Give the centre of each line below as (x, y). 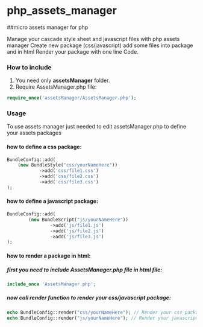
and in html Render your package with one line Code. (73, 51)
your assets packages (34, 133)
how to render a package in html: (49, 256)
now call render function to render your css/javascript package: (89, 298)
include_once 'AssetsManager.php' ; (52, 284)
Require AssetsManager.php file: (56, 87)
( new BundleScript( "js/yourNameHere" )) (79, 220)
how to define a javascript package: (53, 201)
